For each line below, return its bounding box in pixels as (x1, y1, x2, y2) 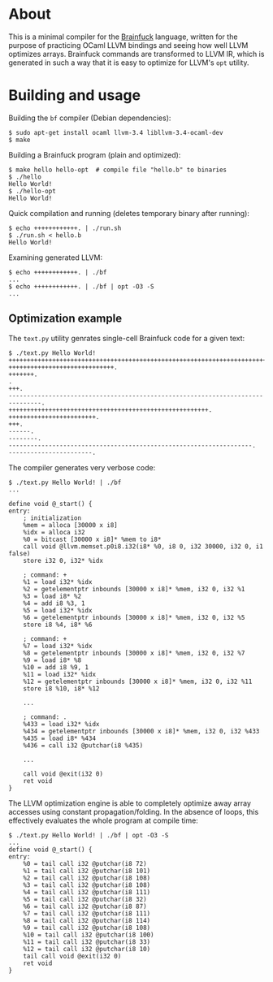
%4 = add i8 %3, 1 (23, 599, 85, 608)
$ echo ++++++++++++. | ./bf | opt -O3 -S (8, 282, 154, 291)
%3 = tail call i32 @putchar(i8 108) (23, 880, 151, 889)
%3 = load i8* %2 (23, 592, 82, 600)
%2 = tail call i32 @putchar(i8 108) (23, 874, 151, 882)
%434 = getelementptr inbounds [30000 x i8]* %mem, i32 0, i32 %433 (23, 727, 260, 735)
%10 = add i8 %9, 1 (23, 663, 89, 671)
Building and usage (8, 86, 141, 105)
